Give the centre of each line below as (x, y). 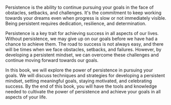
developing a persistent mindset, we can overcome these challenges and (82, 55)
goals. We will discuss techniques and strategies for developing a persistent (85, 75)
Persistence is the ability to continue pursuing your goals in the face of (80, 7)
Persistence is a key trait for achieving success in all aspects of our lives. (82, 33)
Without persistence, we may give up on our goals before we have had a (81, 39)
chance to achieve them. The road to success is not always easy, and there (84, 44)
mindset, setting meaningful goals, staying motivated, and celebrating (79, 81)
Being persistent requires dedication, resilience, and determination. (76, 23)
